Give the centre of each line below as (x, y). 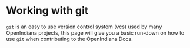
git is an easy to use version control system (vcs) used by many (84, 27)
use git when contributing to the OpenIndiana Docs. (70, 39)
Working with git (47, 11)
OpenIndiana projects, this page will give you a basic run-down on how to (95, 32)
